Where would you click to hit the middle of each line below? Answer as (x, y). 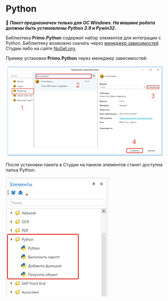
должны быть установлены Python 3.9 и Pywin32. (61, 28)
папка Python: (21, 170)
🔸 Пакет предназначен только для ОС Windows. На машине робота (80, 23)
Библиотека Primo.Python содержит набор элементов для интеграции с (83, 38)
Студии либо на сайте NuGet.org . (41, 48)
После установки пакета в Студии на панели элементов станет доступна (84, 164)
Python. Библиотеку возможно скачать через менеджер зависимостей (82, 43)
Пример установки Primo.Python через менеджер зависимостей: (76, 58)
